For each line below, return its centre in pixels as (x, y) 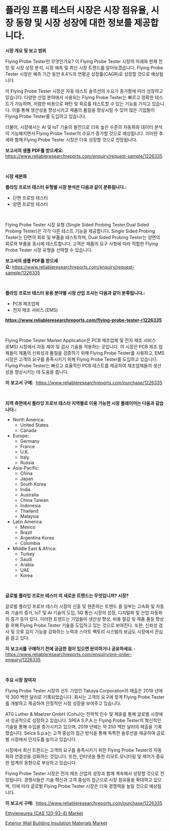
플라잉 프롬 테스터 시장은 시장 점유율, (77, 10)
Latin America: (28, 522)
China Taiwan (34, 500)
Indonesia (30, 505)
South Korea (33, 484)
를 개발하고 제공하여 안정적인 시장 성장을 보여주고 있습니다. (63, 703)
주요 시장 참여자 (21, 680)
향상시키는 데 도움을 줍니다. (42, 372)
